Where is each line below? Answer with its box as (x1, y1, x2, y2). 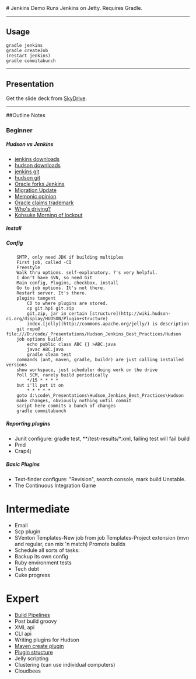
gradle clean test (27, 351, 72, 358)
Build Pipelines (14, 611, 51, 618)
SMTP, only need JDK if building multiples (16, 254, 124, 260)
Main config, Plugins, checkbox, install (16, 280, 118, 286)
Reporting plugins (6, 420, 51, 427)
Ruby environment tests (14, 559, 72, 566)
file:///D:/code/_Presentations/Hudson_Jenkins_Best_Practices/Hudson (6, 331, 181, 337)
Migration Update (14, 186, 57, 194)
